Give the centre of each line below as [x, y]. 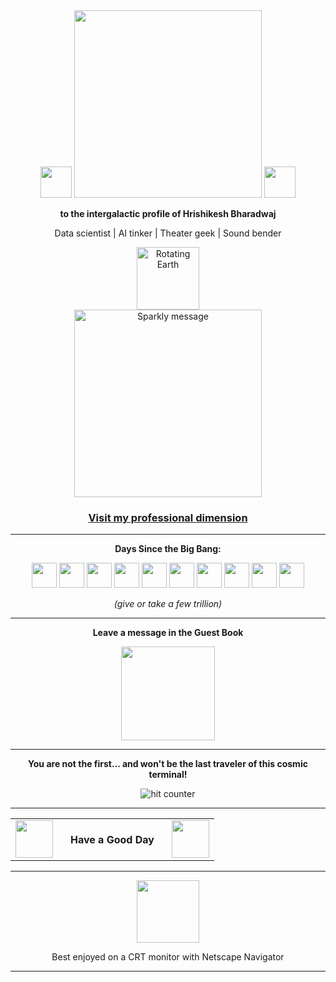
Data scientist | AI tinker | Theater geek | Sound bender [168, 233]
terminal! [168, 775]
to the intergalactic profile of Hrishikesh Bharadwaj [168, 213]
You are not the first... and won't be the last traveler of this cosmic [168, 764]
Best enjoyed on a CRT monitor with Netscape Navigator [168, 957]
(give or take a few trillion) [168, 604]
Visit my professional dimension [168, 517]
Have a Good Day [112, 840]
